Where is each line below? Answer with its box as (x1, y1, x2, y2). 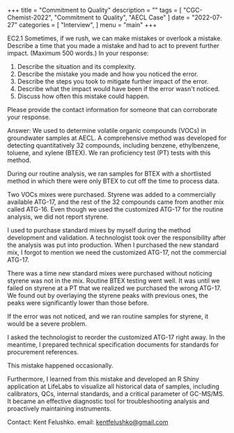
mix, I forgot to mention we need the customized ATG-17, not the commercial (7, 249, 227, 256)
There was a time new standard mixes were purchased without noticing (7, 269, 212, 277)
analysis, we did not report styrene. (7, 212, 109, 221)
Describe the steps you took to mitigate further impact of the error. (17, 77, 209, 86)
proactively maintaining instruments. (7, 404, 111, 413)
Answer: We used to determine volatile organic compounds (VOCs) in (7, 127, 207, 134)
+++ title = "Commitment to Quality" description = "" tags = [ (7, 6, 182, 14)
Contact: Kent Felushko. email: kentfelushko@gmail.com (7, 418, 169, 426)
